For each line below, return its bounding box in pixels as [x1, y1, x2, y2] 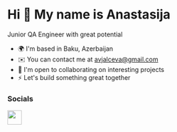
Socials [7, 93, 33, 103]
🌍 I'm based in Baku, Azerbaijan [17, 44, 114, 53]
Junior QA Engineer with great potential [7, 30, 123, 39]
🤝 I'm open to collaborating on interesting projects [17, 65, 165, 73]
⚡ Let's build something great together [17, 73, 131, 81]
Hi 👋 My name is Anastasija [7, 6, 171, 23]
